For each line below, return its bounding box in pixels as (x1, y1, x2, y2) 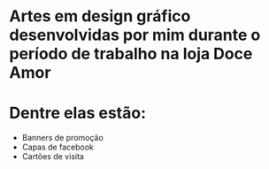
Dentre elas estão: (9, 104, 146, 123)
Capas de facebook (21, 142, 95, 152)
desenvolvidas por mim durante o (9, 25, 261, 45)
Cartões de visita (21, 151, 84, 162)
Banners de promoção (21, 133, 104, 143)
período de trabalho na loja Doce (9, 44, 253, 64)
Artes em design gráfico (9, 6, 191, 27)
